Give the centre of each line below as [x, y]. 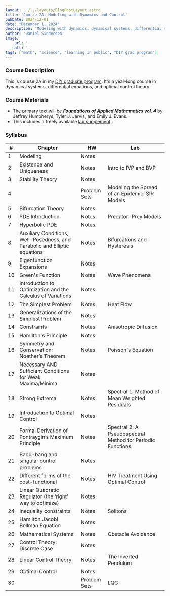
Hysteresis [120, 246]
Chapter [48, 148]
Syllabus [16, 135]
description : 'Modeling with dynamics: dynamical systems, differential [83, 29]
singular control [38, 461]
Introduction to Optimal [47, 413]
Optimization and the [44, 290]
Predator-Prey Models [135, 217]
